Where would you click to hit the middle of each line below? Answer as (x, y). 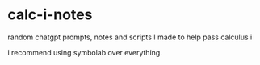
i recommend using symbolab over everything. (85, 52)
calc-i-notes (50, 15)
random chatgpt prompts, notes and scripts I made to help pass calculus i (130, 37)
